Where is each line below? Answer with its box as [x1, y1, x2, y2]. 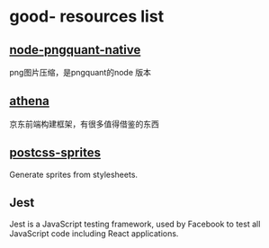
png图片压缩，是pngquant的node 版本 [9, 67, 151, 77]
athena [9, 93, 49, 109]
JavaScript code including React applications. [9, 228, 179, 239]
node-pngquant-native [9, 42, 141, 58]
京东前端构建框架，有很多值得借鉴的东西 [9, 119, 159, 129]
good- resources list [9, 6, 165, 27]
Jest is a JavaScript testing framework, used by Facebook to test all [9, 218, 261, 230]
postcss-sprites [9, 146, 102, 161]
